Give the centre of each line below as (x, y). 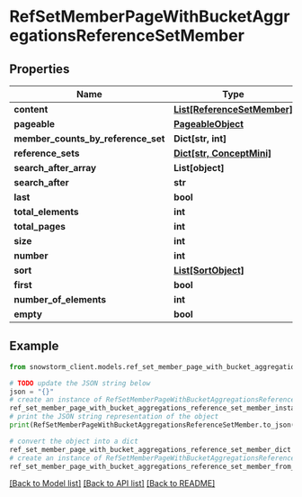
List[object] (199, 168)
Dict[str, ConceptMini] (223, 153)
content (31, 109)
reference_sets (47, 153)
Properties (40, 69)
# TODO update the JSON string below (80, 383)
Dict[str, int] (200, 139)
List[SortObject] (209, 270)
